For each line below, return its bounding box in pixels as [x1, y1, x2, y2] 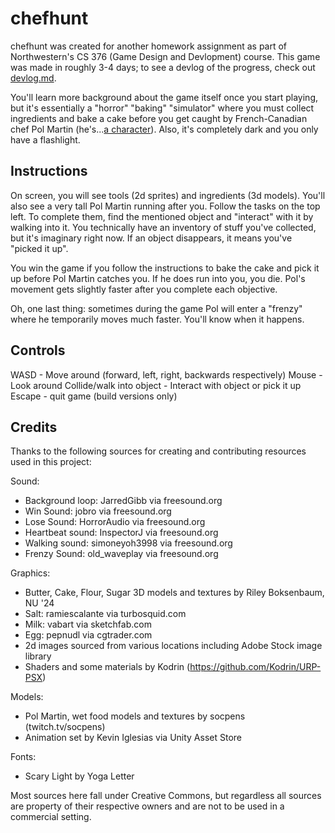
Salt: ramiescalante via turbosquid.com [24, 608, 187, 620]
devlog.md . [10, 72, 57, 84]
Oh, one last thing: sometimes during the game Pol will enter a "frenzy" [10, 302, 303, 314]
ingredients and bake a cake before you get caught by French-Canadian [10, 112, 308, 124]
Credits [10, 418, 58, 436]
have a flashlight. [10, 133, 81, 146]
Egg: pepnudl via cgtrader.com [24, 629, 153, 641]
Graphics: [10, 567, 51, 579]
